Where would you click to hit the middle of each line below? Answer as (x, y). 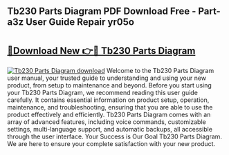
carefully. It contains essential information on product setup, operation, (108, 100)
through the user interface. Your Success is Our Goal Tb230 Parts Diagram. (115, 136)
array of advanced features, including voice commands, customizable (107, 122)
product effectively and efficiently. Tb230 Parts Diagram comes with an (109, 114)
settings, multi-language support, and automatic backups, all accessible (110, 129)
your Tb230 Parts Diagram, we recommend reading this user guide (103, 93)
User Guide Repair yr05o (80, 22)
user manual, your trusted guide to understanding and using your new (107, 78)
